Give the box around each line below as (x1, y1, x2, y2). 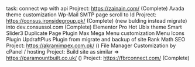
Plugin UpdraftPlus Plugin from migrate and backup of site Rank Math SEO (6, 36, 186, 43)
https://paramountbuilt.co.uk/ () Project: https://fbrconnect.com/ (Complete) (6, 55, 190, 61)
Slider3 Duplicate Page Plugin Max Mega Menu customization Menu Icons (6, 30, 184, 37)
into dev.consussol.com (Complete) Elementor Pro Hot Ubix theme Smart (6, 23, 183, 30)
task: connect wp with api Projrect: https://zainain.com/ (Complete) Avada (6, 5, 184, 12)
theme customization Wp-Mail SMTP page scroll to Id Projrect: (6, 11, 157, 18)
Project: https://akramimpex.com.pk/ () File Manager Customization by (6, 42, 176, 49)
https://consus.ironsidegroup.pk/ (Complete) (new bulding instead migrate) (6, 17, 187, 24)
